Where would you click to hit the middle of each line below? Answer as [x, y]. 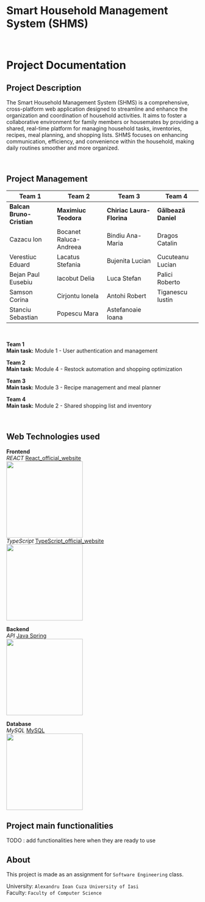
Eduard [20, 265]
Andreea [69, 247]
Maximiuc [72, 210]
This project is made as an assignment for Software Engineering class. [95, 875]
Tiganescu [172, 292]
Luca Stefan [124, 278]
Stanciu [20, 309]
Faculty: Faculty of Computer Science [54, 893]
